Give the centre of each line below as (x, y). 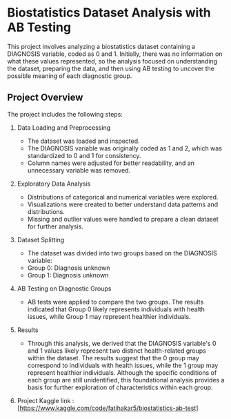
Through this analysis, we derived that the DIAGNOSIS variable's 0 (122, 343)
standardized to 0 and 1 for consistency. (84, 155)
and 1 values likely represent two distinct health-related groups (117, 351)
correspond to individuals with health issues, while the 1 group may (123, 365)
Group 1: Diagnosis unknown (68, 275)
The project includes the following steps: (65, 114)
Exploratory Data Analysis (54, 184)
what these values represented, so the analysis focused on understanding (112, 61)
